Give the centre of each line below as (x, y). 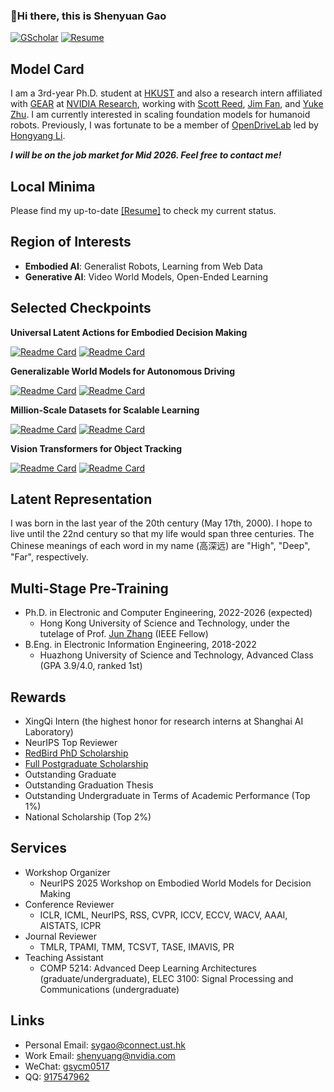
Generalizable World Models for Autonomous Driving (123, 371)
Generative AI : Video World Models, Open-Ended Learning (146, 276)
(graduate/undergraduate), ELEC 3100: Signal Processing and (166, 978)
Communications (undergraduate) (109, 989)
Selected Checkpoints (81, 308)
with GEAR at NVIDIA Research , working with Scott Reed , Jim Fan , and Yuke (167, 104)
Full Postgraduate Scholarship (86, 763)
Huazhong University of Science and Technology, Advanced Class (176, 655)
